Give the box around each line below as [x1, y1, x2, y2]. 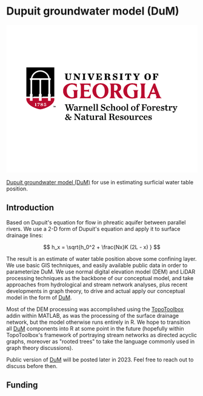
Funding [6, 380, 38, 390]
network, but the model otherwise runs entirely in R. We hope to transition [6, 318, 191, 326]
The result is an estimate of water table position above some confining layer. [6, 255, 197, 262]
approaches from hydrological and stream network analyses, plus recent [6, 281, 188, 288]
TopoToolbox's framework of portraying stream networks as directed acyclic [6, 331, 197, 338]
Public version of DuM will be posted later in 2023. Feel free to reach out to [6, 356, 194, 363]
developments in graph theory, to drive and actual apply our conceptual [6, 287, 185, 295]
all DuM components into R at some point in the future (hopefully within [6, 324, 184, 332]
